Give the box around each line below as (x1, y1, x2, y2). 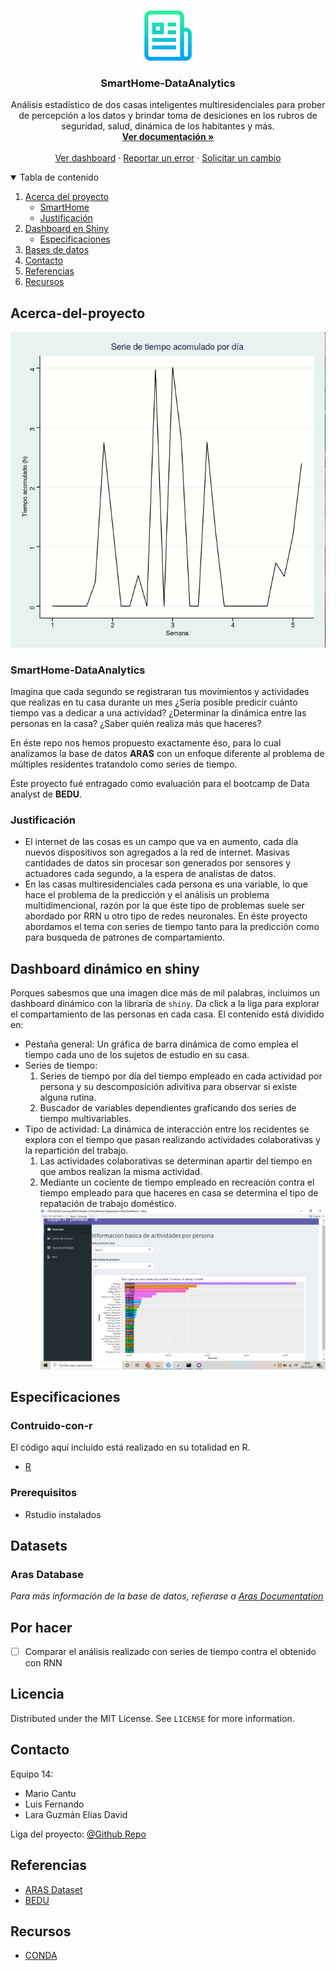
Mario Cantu (24, 1787, 77, 1799)
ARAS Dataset (24, 1883, 83, 1895)
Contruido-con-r (10, 1418, 93, 1432)
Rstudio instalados (24, 1508, 102, 1520)
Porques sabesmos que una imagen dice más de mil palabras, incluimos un (10, 987, 321, 999)
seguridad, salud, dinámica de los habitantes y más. (61, 120, 275, 132)
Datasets (10, 1537, 68, 1554)
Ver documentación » (121, 131, 215, 143)
